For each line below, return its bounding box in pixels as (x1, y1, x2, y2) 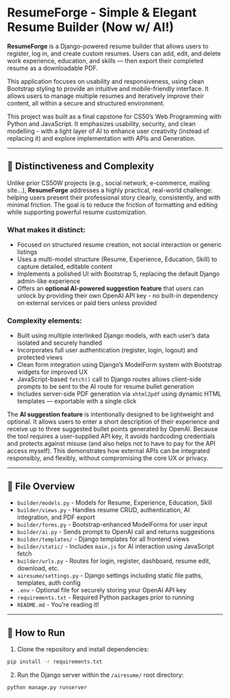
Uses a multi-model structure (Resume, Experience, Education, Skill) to (16, 255, 218, 263)
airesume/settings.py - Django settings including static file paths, (16, 571, 203, 580)
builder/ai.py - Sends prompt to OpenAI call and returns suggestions (16, 528, 215, 536)
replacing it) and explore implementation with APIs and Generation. (7, 134, 196, 142)
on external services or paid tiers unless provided (16, 299, 157, 307)
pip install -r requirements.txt (7, 658, 103, 665)
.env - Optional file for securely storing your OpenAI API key (16, 586, 187, 594)
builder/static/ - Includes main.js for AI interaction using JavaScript (16, 542, 214, 551)
